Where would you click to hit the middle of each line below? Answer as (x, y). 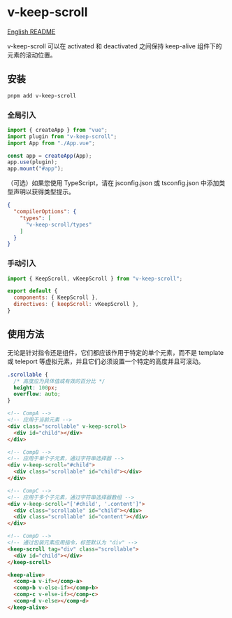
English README (31, 32)
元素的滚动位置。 (32, 55)
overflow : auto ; (37, 394)
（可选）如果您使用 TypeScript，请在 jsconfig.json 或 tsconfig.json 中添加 (113, 183)
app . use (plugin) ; (32, 162)
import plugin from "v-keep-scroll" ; (62, 136)
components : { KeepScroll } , (56, 298)
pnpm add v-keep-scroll (42, 95)
